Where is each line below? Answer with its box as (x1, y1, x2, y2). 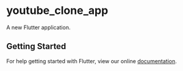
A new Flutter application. (6, 24, 71, 31)
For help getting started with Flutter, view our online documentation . (6, 57, 177, 64)
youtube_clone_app (6, 4, 109, 18)
